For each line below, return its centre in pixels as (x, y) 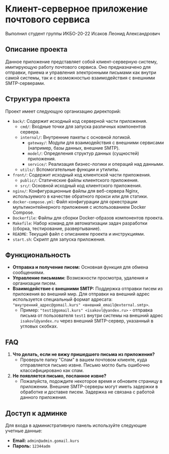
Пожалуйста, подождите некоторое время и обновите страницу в (91, 381)
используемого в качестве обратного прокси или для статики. (80, 196)
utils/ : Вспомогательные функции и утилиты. (70, 169)
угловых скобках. (39, 326)
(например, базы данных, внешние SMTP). (74, 148)
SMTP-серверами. (25, 83)
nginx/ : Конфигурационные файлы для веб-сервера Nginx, (76, 191)
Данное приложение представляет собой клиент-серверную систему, (81, 62)
